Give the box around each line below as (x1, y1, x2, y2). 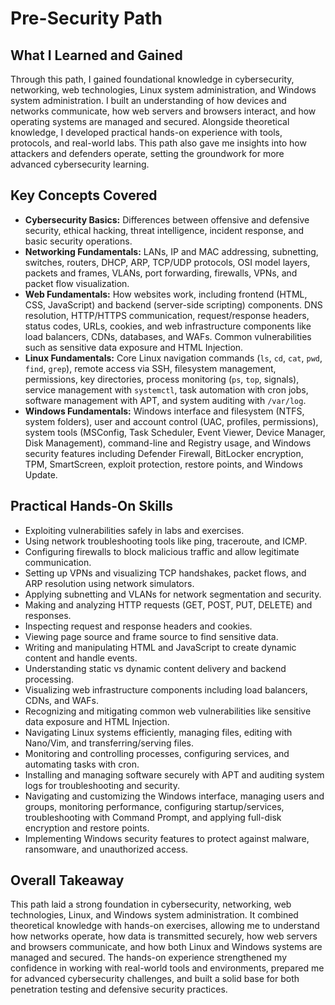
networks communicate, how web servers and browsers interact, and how (10, 105, 317, 117)
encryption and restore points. (24, 822, 150, 834)
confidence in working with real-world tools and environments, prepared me (10, 962, 325, 974)
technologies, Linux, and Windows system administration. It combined (10, 909, 299, 921)
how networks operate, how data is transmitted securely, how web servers (10, 930, 318, 942)
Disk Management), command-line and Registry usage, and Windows (24, 437, 312, 449)
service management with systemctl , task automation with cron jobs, (24, 383, 309, 396)
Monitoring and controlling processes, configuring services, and (24, 747, 290, 759)
